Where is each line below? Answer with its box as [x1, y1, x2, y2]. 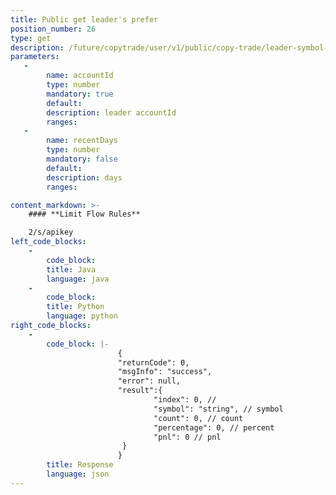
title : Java [46, 264, 97, 275]
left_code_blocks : [10, 237, 87, 247]
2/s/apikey [28, 227, 74, 238]
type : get [10, 33, 52, 43]
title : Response [46, 460, 114, 470]
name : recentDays [46, 136, 118, 146]
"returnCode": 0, [117, 357, 190, 368]
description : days [46, 172, 123, 183]
